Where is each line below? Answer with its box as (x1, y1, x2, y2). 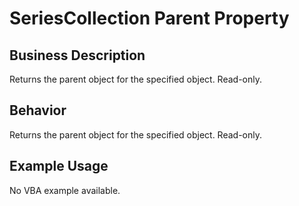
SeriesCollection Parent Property (9, 7, 290, 30)
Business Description (9, 47, 146, 64)
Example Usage (9, 158, 109, 175)
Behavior (9, 102, 67, 119)
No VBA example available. (9, 184, 121, 196)
